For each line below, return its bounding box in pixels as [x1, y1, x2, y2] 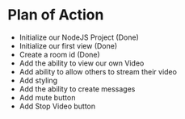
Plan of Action [7, 6, 104, 24]
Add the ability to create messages [19, 83, 136, 94]
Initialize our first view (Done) [19, 40, 118, 50]
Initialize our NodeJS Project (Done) [19, 32, 139, 42]
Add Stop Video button [19, 101, 96, 111]
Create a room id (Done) [19, 49, 100, 59]
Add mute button [19, 92, 76, 102]
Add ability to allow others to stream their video [19, 66, 177, 76]
